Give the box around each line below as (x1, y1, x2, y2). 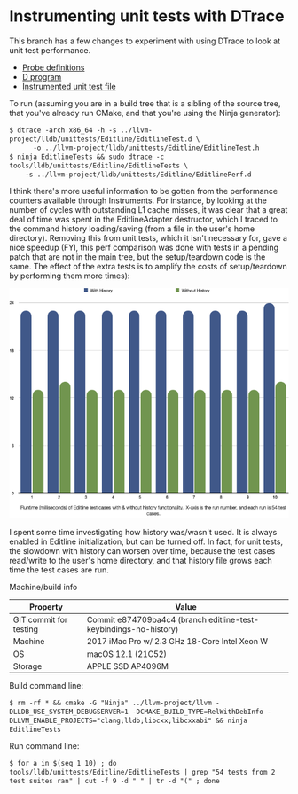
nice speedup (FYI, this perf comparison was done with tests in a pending (9, 242, 279, 253)
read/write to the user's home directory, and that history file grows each (9, 556, 272, 566)
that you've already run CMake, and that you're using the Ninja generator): (9, 107, 281, 118)
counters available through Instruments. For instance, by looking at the (9, 195, 268, 206)
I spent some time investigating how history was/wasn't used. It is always (9, 527, 278, 538)
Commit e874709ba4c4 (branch (86, 614, 207, 626)
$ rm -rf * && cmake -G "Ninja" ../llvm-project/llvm (9, 698, 213, 708)
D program (21, 71, 62, 82)
